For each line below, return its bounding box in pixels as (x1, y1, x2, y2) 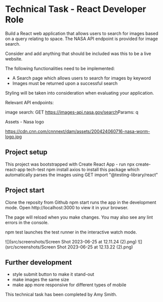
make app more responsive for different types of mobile (12, 282, 126, 288)
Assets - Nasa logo (5, 119, 45, 124)
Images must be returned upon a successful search (12, 80, 118, 86)
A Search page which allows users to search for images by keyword (12, 75, 151, 81)
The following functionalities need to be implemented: (5, 65, 115, 71)
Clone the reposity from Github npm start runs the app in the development (5, 199, 157, 205)
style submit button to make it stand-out (12, 271, 95, 277)
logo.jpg (5, 133, 22, 139)
